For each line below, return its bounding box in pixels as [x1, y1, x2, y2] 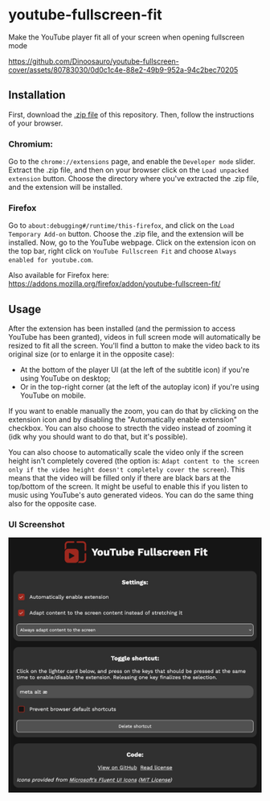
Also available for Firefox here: [8, 270, 110, 280]
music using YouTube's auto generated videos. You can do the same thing [8, 490, 254, 500]
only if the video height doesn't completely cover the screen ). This [8, 464, 245, 474]
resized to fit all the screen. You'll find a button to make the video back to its [8, 341, 260, 351]
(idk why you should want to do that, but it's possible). [8, 432, 188, 442]
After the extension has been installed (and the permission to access [8, 324, 235, 333]
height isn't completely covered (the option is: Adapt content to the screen [8, 456, 260, 466]
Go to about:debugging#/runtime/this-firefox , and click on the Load [8, 221, 235, 230]
